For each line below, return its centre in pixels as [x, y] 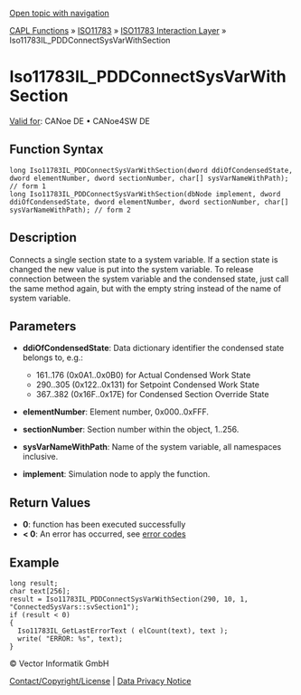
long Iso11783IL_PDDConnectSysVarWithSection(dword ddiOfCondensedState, [151, 170]
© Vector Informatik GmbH [59, 663]
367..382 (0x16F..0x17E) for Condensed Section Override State [152, 395]
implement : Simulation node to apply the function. [116, 474]
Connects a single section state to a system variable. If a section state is [144, 259]
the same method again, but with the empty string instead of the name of [146, 288]
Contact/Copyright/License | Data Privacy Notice [100, 681]
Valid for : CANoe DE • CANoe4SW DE [80, 120]
